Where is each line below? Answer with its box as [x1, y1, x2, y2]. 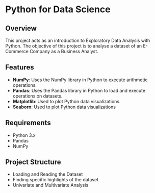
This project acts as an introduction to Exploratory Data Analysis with [5, 37, 150, 43]
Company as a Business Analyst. [30, 49, 98, 54]
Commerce [5, 49, 29, 54]
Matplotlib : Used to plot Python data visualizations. [12, 98, 121, 104]
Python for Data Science [5, 4, 111, 15]
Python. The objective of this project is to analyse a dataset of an [5, 43, 142, 49]
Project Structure [5, 158, 61, 166]
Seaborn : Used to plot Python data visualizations [12, 104, 116, 110]
